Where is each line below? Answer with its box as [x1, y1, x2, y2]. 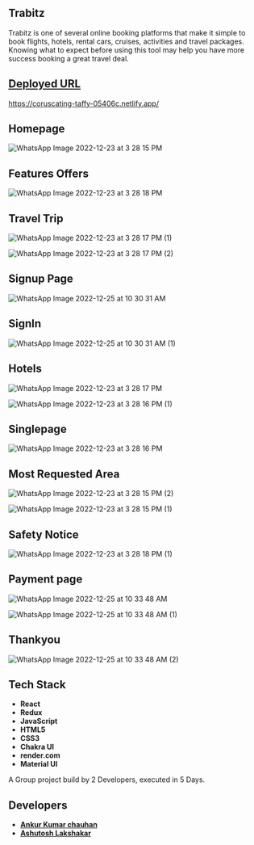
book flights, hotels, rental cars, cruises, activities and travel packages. [8, 36, 244, 46]
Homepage [8, 122, 65, 136]
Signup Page [8, 272, 74, 286]
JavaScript [19, 717, 58, 726]
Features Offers [8, 166, 90, 180]
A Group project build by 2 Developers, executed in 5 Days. [8, 775, 206, 784]
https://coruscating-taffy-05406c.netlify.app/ [8, 99, 160, 108]
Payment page [8, 573, 83, 586]
